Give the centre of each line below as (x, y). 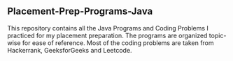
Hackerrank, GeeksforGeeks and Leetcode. (70, 50)
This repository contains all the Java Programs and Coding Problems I (108, 28)
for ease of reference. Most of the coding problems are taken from (118, 43)
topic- (218, 35)
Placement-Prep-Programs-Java (80, 11)
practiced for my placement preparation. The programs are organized (107, 35)
